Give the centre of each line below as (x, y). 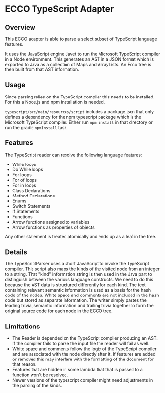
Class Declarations (31, 190)
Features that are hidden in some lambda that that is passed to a (77, 370)
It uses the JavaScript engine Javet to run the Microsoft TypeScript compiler (82, 54)
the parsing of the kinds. (37, 386)
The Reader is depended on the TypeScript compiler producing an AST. (85, 338)
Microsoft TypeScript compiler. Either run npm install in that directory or (79, 122)
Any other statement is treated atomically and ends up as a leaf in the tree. (81, 236)
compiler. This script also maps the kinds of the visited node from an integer (82, 269)
